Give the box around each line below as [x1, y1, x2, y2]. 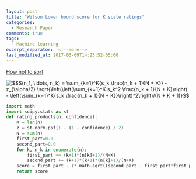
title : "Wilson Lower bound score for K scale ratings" [6, 14, 145, 20]
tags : [6, 36, 19, 42]
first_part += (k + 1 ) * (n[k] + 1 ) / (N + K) [27, 152, 116, 158]
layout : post [6, 8, 38, 15]
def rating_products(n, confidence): [6, 114, 98, 120]
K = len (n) [16, 119, 43, 126]
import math [6, 103, 35, 109]
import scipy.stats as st [6, 109, 69, 115]
